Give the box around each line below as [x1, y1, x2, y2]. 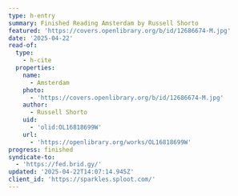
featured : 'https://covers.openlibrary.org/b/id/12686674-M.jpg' [8, 26, 231, 34]
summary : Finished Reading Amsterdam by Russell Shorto [8, 19, 199, 27]
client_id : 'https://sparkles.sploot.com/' [8, 175, 156, 184]
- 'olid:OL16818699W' [29, 123, 103, 131]
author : [22, 101, 48, 109]
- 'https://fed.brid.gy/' [15, 161, 103, 169]
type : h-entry [8, 11, 56, 20]
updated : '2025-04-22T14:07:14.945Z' [8, 168, 135, 176]
